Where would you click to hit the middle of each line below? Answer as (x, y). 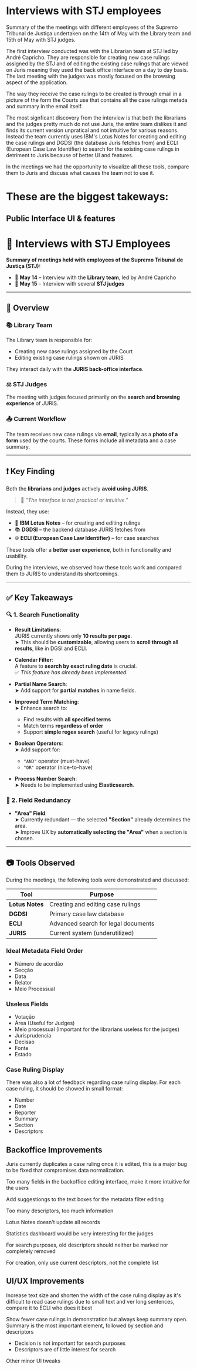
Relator (23, 982)
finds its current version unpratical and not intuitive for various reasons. (92, 130)
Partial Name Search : (41, 684)
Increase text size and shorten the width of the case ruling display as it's (94, 1295)
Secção (24, 970)
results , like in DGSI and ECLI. (51, 648)
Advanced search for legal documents (102, 924)
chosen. (24, 838)
